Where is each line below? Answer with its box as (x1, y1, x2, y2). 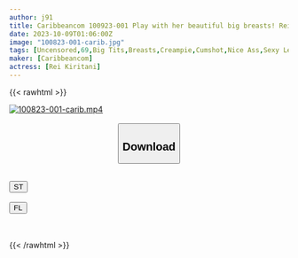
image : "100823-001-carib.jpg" (9, 37, 125, 47)
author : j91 (9, 12, 53, 22)
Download (122, 139, 176, 153)
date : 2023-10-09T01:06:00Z (9, 29, 114, 38)
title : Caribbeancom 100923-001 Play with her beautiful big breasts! (9, 21, 276, 30)
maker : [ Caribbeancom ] (9, 54, 93, 63)
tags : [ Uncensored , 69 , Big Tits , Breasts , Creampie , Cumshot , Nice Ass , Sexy (9, 46, 280, 55)
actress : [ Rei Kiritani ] (9, 63, 101, 72)
